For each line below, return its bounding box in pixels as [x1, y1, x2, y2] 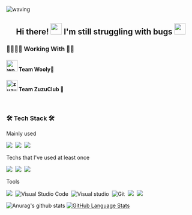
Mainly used [6, 130, 37, 138]
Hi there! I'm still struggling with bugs [16, 27, 173, 37]
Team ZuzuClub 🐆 [19, 85, 64, 92]
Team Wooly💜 [19, 65, 54, 73]
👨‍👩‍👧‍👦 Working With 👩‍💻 [6, 45, 75, 53]
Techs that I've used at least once [6, 154, 90, 162]
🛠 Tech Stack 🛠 [6, 114, 55, 123]
